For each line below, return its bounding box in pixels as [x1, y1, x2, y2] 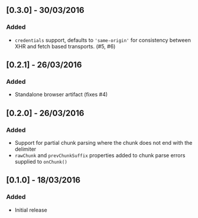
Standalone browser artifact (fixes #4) [14, 91, 108, 98]
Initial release [14, 206, 47, 213]
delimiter [14, 145, 37, 153]
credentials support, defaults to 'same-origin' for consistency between [14, 36, 191, 44]
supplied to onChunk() [14, 158, 68, 165]
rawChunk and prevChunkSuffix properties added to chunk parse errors [14, 152, 186, 159]
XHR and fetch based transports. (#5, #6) [14, 43, 116, 50]
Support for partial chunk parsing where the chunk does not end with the [14, 139, 193, 147]
